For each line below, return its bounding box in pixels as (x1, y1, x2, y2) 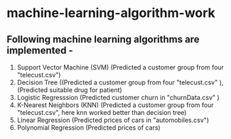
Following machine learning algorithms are (6, 33, 200, 45)
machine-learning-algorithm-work (6, 5, 216, 21)
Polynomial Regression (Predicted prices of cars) (16, 123, 161, 132)
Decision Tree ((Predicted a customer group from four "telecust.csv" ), (16, 78, 224, 87)
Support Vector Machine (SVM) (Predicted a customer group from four (16, 63, 225, 72)
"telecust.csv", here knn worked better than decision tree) (16, 109, 187, 116)
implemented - (6, 44, 74, 56)
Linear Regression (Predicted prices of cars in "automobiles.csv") (16, 116, 210, 124)
